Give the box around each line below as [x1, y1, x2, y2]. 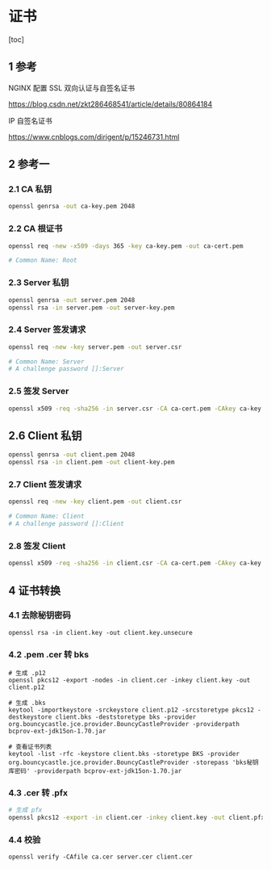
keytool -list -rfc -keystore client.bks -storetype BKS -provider [8, 750, 240, 758]
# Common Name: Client [8, 512, 85, 521]
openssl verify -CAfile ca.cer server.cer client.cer [8, 853, 194, 861]
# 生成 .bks [8, 699, 46, 707]
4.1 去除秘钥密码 [8, 610, 71, 621]
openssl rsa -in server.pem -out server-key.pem [8, 304, 175, 312]
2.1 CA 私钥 [8, 183, 52, 195]
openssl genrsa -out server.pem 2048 [8, 296, 135, 304]
